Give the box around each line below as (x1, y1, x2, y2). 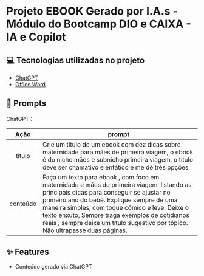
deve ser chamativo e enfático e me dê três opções (42, 163, 189, 171)
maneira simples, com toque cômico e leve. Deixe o (42, 203, 189, 212)
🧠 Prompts (6, 98, 47, 109)
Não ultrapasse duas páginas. (42, 226, 127, 235)
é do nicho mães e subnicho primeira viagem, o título (42, 155, 193, 164)
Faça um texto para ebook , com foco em (42, 173, 160, 181)
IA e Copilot (6, 30, 66, 44)
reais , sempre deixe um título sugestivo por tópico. (42, 218, 188, 227)
